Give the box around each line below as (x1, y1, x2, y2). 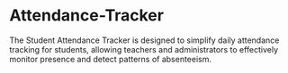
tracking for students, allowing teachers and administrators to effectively (9, 44, 279, 54)
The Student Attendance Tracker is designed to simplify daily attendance (9, 35, 280, 45)
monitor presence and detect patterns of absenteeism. (9, 53, 212, 64)
